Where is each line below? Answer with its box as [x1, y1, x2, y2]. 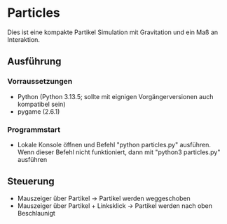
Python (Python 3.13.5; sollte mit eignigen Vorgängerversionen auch [17, 92, 214, 100]
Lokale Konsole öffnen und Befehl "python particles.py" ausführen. [17, 140, 212, 149]
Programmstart [7, 124, 61, 134]
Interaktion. [7, 35, 41, 43]
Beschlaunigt [17, 209, 56, 217]
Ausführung [7, 56, 62, 68]
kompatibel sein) [17, 100, 66, 108]
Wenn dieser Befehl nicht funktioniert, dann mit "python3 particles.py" [17, 148, 221, 156]
